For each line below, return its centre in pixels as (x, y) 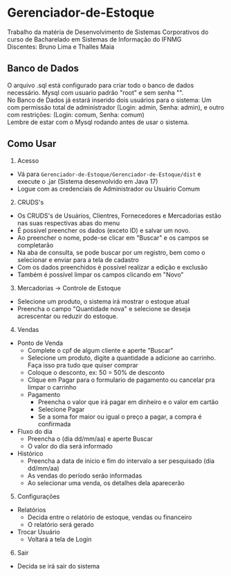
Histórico (30, 453)
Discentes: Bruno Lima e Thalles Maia (61, 46)
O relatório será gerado (61, 524)
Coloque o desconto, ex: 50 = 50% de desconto (96, 372)
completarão (35, 245)
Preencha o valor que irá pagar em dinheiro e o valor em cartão (128, 402)
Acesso (28, 160)
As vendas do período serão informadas (85, 475)
